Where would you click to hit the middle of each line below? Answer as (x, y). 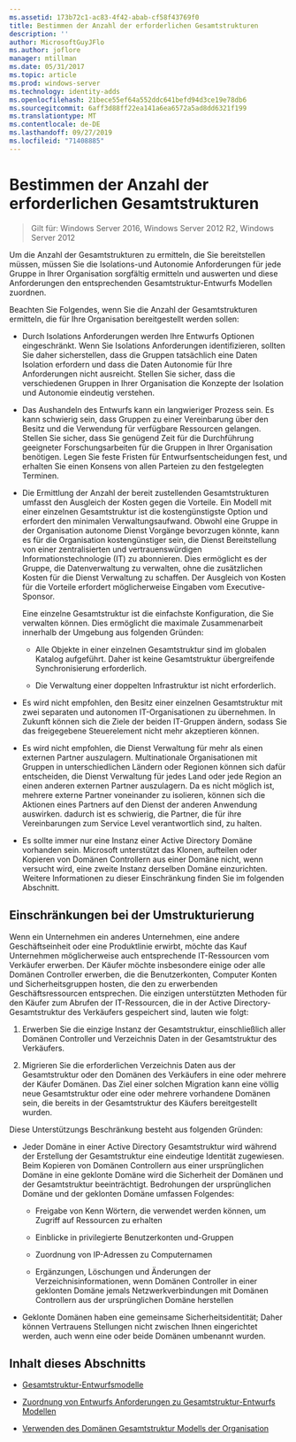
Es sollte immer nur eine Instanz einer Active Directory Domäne (137, 840)
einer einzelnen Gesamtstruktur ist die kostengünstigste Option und (144, 511)
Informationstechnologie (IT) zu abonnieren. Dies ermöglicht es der (144, 558)
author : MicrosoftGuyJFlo (57, 42)
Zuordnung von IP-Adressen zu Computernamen (124, 1254)
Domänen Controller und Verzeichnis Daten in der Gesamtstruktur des (149, 1038)
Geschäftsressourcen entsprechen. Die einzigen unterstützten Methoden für (148, 993)
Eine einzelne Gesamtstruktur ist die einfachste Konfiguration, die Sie (148, 613)
